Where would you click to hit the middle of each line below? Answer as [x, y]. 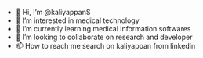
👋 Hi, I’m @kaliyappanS [53, 12]
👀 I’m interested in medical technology [77, 20]
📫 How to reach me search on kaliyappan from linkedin [105, 46]
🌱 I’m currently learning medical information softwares [103, 29]
